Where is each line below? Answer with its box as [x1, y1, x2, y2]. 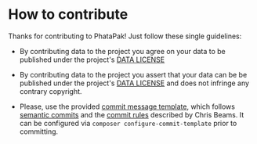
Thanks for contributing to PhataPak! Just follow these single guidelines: [8, 31, 242, 41]
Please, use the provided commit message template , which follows [19, 102, 235, 111]
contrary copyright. [19, 86, 82, 95]
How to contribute [8, 5, 128, 23]
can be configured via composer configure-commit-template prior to [19, 118, 237, 128]
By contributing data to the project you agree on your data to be [19, 46, 226, 56]
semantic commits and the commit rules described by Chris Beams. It [19, 110, 244, 119]
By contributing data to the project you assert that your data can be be [19, 70, 248, 79]
